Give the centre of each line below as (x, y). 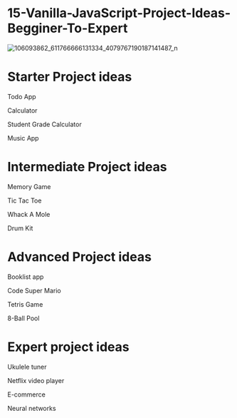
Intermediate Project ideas (87, 167)
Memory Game (29, 186)
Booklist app (26, 277)
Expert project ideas (68, 347)
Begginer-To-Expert (68, 28)
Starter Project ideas (70, 77)
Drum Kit (20, 228)
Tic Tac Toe (25, 200)
